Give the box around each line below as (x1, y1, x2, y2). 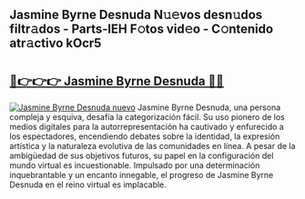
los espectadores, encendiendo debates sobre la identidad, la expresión (9, 131, 280, 142)
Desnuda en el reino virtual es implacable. (9, 179, 167, 190)
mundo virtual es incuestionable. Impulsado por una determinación (9, 160, 260, 171)
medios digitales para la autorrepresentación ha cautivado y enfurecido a (9, 122, 284, 132)
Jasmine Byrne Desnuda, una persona (137, 102, 281, 113)
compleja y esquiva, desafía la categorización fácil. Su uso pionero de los (9, 112, 285, 122)
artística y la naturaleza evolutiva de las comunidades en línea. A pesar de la (9, 141, 296, 151)
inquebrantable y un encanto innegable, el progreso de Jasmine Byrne (9, 170, 274, 180)
